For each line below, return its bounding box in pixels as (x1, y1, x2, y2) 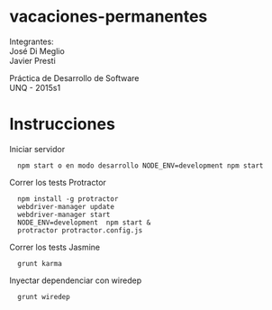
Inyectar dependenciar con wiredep (9, 275, 142, 286)
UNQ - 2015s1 (9, 82, 61, 93)
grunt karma (17, 259, 63, 268)
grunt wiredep (17, 292, 70, 301)
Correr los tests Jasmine (9, 242, 101, 252)
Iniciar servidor (9, 143, 66, 154)
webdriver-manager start (17, 210, 111, 219)
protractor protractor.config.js (17, 225, 143, 235)
